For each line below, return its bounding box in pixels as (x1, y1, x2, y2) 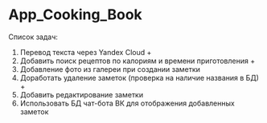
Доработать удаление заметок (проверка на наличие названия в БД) (19, 73, 259, 82)
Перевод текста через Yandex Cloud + (19, 47, 152, 57)
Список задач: (8, 32, 58, 42)
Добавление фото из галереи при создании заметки (19, 64, 201, 73)
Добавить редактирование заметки (19, 89, 143, 99)
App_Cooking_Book (8, 6, 142, 24)
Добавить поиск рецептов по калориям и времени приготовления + (19, 56, 256, 65)
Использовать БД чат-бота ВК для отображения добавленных (19, 98, 235, 108)
